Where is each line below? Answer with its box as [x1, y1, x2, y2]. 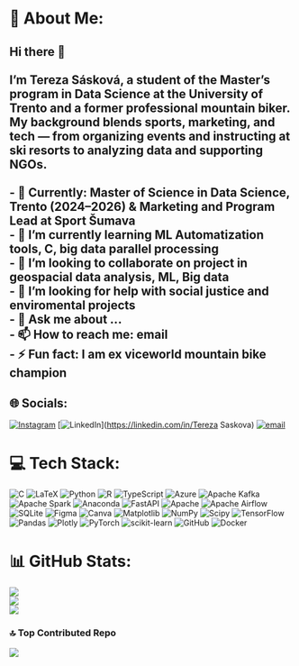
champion [9, 365, 68, 380]
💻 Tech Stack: [9, 452, 121, 473]
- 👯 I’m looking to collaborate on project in [9, 255, 248, 270]
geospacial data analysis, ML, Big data [9, 269, 230, 285]
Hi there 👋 [9, 44, 66, 59]
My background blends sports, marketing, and [9, 114, 276, 130]
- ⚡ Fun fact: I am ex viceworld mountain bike [9, 346, 267, 361]
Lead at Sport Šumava [9, 213, 136, 228]
